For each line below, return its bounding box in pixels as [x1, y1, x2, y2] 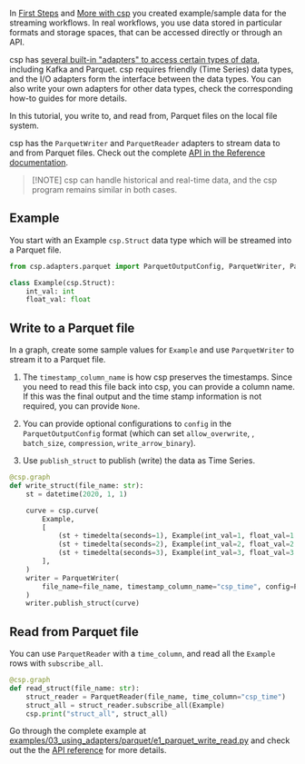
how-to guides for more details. [9, 93, 128, 104]
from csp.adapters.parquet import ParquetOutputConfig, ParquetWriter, [9, 262, 286, 271]
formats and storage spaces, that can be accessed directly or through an [9, 27, 283, 37]
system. [9, 120, 39, 131]
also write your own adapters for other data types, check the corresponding [9, 84, 293, 94]
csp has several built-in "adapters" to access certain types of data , [9, 55, 261, 64]
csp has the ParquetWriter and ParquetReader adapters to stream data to [9, 138, 280, 148]
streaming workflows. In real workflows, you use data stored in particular [9, 17, 282, 28]
